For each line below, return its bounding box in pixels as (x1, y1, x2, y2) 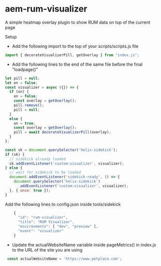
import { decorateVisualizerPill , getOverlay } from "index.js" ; (5, 52, 139, 58)
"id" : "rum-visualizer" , (17, 215, 68, 220)
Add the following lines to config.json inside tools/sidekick (5, 201, 121, 207)
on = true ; (14, 121, 36, 126)
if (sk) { (5, 152, 25, 157)
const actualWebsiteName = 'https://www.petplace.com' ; (7, 256, 122, 261)
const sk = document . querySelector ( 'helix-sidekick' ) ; (5, 148, 118, 152)
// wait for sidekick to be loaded (9, 170, 81, 175)
